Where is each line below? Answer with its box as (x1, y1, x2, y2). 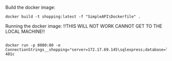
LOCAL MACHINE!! (5, 28, 45, 35)
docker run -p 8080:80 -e (5, 43, 60, 48)
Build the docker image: (5, 5, 55, 10)
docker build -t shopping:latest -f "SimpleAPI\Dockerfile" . (5, 14, 141, 19)
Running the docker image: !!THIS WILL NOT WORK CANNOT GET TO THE (5, 23, 162, 29)
